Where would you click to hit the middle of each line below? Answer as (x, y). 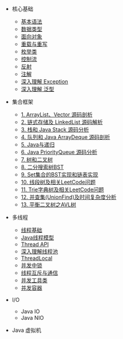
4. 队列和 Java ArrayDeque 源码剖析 (65, 137)
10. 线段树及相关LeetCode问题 (58, 182)
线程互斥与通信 (39, 273)
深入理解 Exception (44, 82)
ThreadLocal (37, 258)
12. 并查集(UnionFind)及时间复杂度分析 (69, 197)
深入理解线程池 (39, 251)
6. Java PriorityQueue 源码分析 (59, 152)
